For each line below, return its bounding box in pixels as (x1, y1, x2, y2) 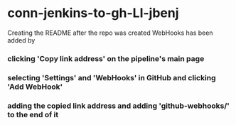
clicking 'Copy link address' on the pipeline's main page (7, 53, 205, 63)
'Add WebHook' (7, 82, 63, 92)
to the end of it (7, 109, 59, 119)
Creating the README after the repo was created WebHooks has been (7, 28, 213, 37)
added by (7, 36, 36, 44)
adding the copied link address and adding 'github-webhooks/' (7, 101, 230, 111)
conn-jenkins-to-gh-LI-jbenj (7, 5, 179, 21)
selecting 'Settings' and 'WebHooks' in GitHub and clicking (7, 72, 216, 82)
